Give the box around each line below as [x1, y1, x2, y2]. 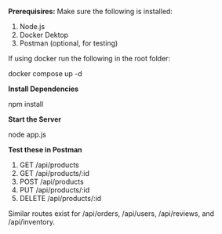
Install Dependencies [8, 84, 79, 93]
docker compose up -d [8, 69, 82, 78]
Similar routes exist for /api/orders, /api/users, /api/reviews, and [8, 209, 214, 218]
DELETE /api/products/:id [19, 194, 102, 203]
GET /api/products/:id [19, 169, 90, 177]
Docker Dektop [19, 31, 69, 39]
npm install [8, 100, 44, 108]
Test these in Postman [8, 145, 82, 154]
